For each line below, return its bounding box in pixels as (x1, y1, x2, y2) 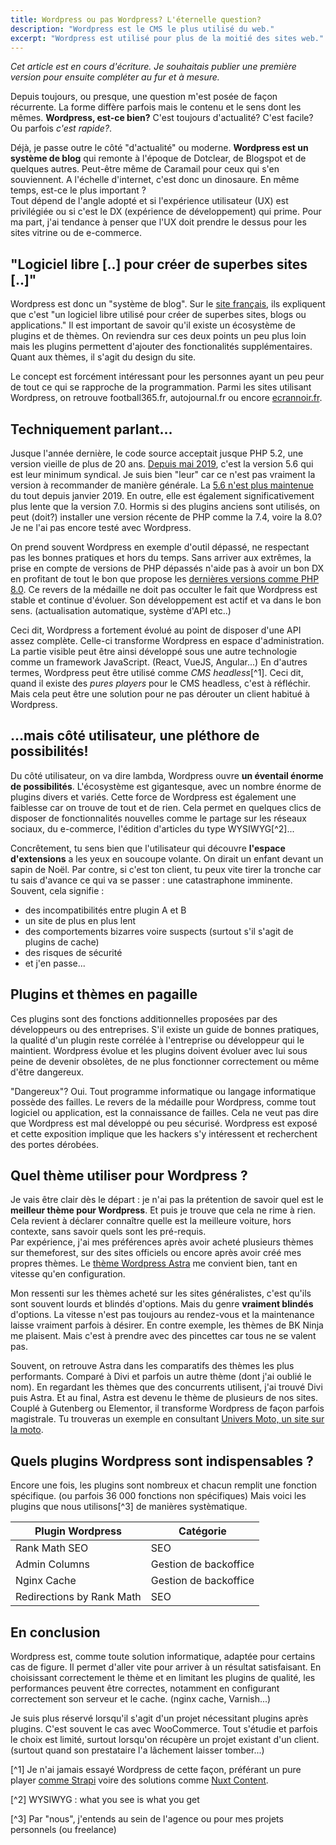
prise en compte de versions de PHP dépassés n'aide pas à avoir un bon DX (10, 562, 325, 574)
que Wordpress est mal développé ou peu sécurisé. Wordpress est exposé (10, 1117, 318, 1129)
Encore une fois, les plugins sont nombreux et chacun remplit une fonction (10, 1479, 317, 1491)
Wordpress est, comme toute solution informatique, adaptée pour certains (10, 1651, 316, 1663)
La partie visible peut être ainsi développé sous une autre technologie (10, 646, 298, 657)
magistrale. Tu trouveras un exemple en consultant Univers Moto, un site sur (10, 1413, 325, 1425)
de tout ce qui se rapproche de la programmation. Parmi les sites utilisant (10, 381, 312, 393)
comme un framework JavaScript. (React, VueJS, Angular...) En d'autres (10, 656, 308, 668)
